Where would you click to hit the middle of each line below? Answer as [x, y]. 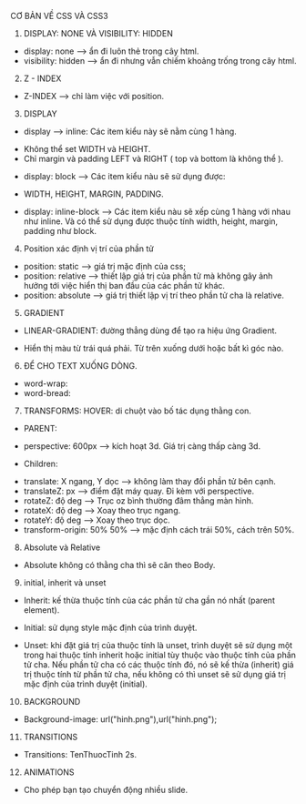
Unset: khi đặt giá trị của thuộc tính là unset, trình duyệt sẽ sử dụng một [158, 645]
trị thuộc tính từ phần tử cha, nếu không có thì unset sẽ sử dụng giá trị [154, 674]
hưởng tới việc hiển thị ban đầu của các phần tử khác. [124, 285]
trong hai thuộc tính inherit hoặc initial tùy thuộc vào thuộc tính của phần [160, 655]
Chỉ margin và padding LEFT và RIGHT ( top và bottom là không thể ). [153, 158]
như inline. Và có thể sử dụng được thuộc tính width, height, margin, [151, 221]
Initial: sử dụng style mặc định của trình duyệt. [110, 627]
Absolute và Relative [62, 547]
